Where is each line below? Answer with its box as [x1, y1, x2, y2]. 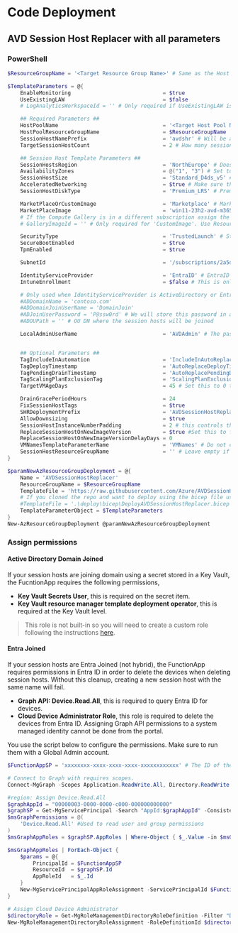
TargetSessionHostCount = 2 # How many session [20, 141, 233, 149]
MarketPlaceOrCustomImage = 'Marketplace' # [20, 200, 217, 207]
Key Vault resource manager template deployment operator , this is [17, 599, 217, 608]
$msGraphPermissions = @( [7, 814, 84, 821]
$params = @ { [20, 853, 59, 860]
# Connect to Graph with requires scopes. [7, 775, 135, 782]
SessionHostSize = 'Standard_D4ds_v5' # [20, 175, 233, 182]
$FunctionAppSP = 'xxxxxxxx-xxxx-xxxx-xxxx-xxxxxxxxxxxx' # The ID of [7, 762, 220, 769]
